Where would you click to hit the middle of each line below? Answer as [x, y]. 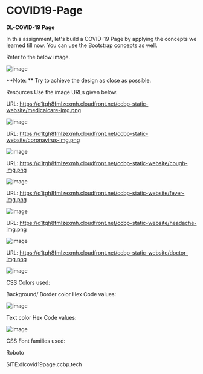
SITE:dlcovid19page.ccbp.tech [44, 364]
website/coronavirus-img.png [43, 140]
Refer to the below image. [38, 57]
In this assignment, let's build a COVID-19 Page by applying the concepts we [101, 39]
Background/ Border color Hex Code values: [61, 294]
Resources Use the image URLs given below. [62, 92]
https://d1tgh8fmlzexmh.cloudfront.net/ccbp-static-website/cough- [104, 163]
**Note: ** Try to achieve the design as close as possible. [79, 80]
